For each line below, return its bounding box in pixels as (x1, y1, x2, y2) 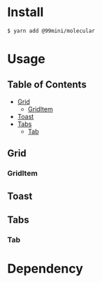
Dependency (7, 261, 84, 277)
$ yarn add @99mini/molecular (7, 27, 96, 34)
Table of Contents (7, 78, 87, 91)
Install (7, 4, 44, 20)
